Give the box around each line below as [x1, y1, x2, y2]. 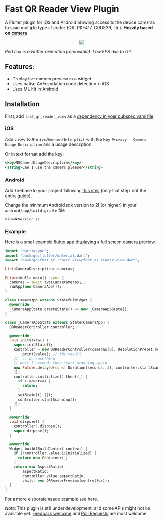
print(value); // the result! [22, 351, 83, 357]
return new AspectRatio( [14, 464, 64, 469]
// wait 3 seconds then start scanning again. [14, 361, 110, 365]
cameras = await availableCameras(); [9, 280, 86, 285]
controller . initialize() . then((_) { [14, 374, 88, 379]
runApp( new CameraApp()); [9, 284, 62, 289]
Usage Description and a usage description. [5, 141, 93, 147]
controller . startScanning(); [17, 397, 77, 402]
